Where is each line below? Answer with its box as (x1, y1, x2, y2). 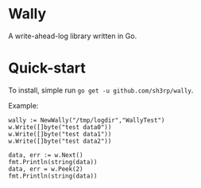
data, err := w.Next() (8, 151, 83, 159)
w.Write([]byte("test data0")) (8, 123, 112, 131)
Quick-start (8, 59, 86, 77)
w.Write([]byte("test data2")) (8, 137, 112, 145)
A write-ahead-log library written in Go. (8, 31, 137, 41)
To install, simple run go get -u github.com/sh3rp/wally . (8, 85, 194, 95)
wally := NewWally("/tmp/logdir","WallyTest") (8, 116, 165, 124)
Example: (8, 100, 39, 110)
